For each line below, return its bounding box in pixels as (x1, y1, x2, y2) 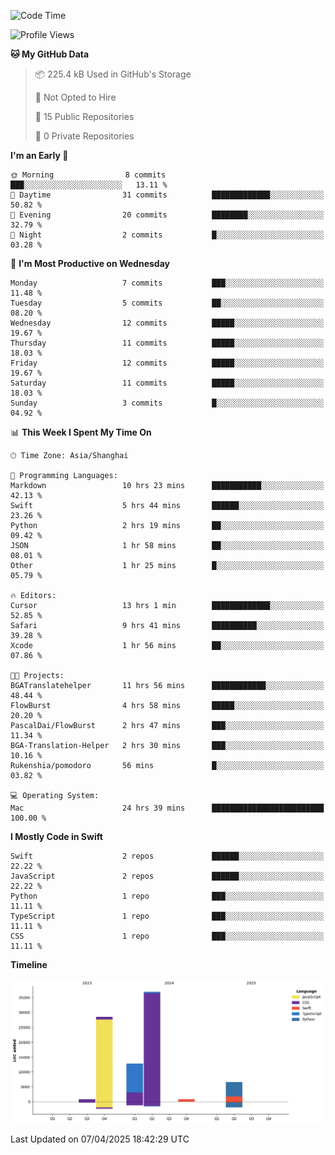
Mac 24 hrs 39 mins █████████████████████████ (10, 803, 325, 813)
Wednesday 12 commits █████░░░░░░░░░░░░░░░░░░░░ (10, 318, 325, 328)
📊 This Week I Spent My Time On (10, 426, 152, 438)
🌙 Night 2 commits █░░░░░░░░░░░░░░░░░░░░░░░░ (10, 230, 325, 240)
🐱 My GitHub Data (10, 48, 90, 60)
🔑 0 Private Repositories (34, 130, 135, 142)
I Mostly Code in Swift (10, 831, 103, 842)
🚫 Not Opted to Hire (34, 91, 117, 103)
